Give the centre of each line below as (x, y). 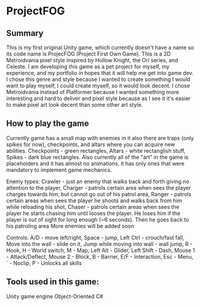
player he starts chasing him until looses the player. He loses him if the (93, 213)
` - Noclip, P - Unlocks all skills (44, 263)
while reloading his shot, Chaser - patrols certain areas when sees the (93, 207)
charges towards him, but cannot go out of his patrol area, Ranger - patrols (99, 194)
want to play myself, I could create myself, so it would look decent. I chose (98, 86)
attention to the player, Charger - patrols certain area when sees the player (98, 187)
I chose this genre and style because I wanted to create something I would (98, 79)
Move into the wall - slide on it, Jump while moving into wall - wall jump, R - (100, 244)
